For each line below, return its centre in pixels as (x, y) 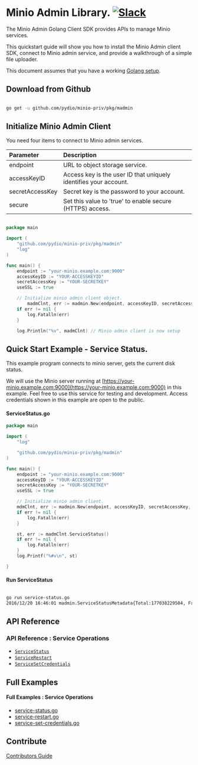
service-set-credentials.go (47, 723)
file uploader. (22, 59)
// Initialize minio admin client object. (70, 298)
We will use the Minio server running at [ (55, 381)
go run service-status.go (38, 598)
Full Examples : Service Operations (50, 697)
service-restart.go (37, 717)
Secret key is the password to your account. (124, 192)
